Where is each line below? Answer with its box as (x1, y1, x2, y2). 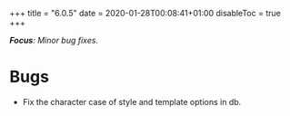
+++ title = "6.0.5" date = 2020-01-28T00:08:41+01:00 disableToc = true (9, 8, 282, 18)
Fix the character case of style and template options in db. (22, 96, 242, 107)
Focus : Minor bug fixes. (9, 35, 98, 45)
